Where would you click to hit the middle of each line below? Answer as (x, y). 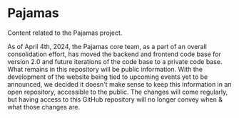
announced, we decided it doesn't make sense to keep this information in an (119, 84)
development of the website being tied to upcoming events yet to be (108, 77)
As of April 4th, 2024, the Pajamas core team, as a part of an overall (107, 46)
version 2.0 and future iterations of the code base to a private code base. (115, 61)
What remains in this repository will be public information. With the (105, 69)
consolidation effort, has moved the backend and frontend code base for (114, 54)
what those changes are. (44, 107)
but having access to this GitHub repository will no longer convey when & (115, 99)
